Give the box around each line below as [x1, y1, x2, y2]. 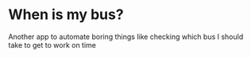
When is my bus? [8, 6, 125, 24]
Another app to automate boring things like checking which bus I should [8, 32, 244, 41]
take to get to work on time [8, 40, 97, 49]
